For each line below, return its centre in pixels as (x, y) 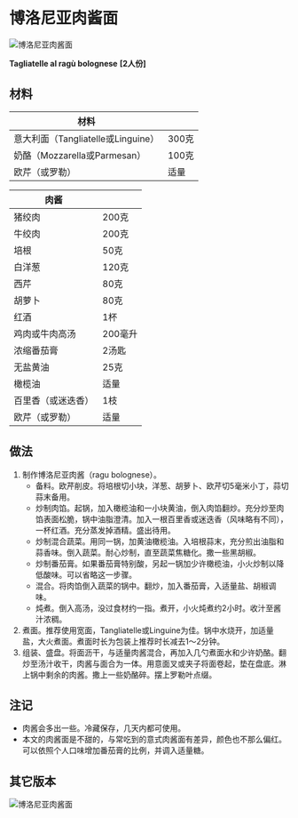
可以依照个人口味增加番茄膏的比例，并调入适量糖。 (115, 750)
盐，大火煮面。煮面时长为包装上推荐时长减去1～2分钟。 (123, 641)
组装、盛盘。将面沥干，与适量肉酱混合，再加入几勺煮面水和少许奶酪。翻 (154, 652)
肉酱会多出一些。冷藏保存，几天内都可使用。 (104, 728)
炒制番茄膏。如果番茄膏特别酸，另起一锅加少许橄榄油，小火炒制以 (156, 563)
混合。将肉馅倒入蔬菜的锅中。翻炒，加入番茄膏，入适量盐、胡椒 (152, 585)
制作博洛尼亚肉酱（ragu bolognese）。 (92, 474)
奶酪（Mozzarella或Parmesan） (80, 155)
